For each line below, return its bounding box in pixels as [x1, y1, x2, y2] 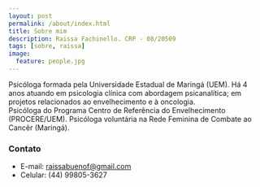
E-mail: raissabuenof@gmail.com [19, 162, 132, 172]
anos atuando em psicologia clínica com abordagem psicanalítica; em [8, 88, 242, 98]
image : [8, 50, 31, 58]
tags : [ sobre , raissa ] [8, 42, 85, 50]
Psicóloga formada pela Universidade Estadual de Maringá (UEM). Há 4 [8, 79, 248, 89]
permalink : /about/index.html [8, 20, 111, 28]
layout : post [8, 11, 53, 20]
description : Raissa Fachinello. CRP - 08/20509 [8, 34, 176, 43]
